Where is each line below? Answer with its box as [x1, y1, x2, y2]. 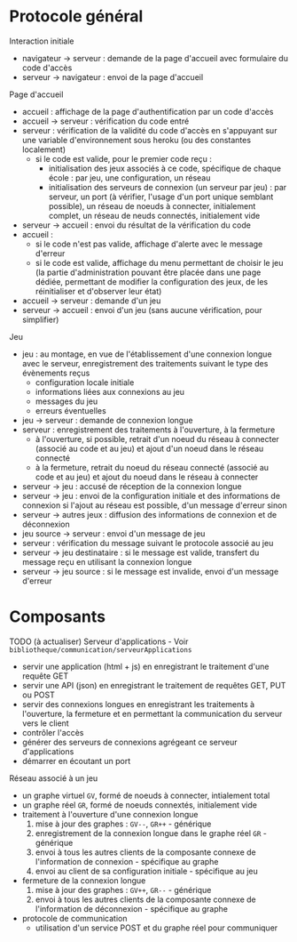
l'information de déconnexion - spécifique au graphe [35, 903, 229, 914]
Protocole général [9, 6, 144, 27]
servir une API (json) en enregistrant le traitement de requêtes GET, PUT [21, 680, 286, 690]
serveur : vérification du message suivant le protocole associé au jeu [21, 537, 274, 548]
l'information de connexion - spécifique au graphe [35, 856, 219, 866]
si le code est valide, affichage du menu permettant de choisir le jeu [35, 257, 284, 268]
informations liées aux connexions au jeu [35, 386, 184, 397]
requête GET [21, 670, 69, 681]
